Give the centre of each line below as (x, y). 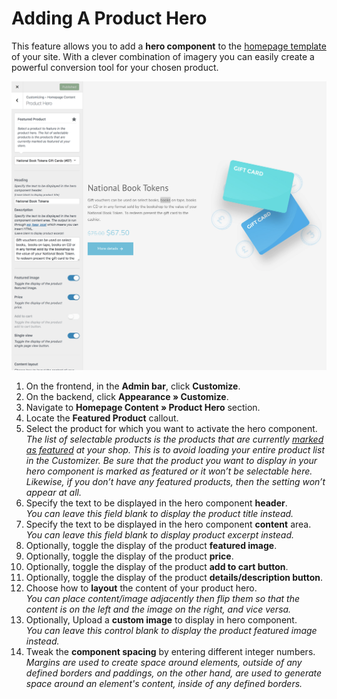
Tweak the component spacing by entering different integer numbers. (170, 652)
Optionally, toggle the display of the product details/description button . (174, 578)
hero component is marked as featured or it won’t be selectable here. (169, 471)
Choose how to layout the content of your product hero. (141, 588)
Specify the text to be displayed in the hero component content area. (168, 524)
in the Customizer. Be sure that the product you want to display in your (171, 461)
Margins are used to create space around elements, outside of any (164, 663)
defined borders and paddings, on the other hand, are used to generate (174, 673)
